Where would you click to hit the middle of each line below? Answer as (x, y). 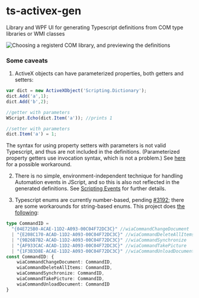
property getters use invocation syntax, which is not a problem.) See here (96, 158)
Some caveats (27, 61)
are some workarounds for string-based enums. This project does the (100, 207)
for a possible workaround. (39, 164)
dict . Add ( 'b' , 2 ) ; (28, 102)
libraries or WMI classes (36, 33)
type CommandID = (28, 224)
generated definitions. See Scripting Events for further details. (90, 189)
